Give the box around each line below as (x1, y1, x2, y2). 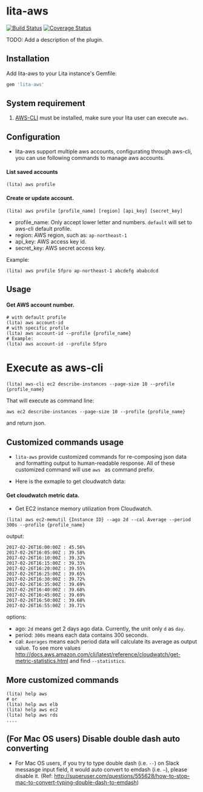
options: (6, 613, 27, 621)
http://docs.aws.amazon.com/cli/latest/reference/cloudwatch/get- (15, 651, 181, 658)
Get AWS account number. (6, 301, 75, 308)
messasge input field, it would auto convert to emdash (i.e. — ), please (15, 765, 188, 773)
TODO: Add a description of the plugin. (6, 36, 104, 43)
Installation (6, 53, 50, 64)
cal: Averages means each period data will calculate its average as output (15, 638, 198, 645)
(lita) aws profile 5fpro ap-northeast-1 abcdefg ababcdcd (6, 268, 159, 274)
